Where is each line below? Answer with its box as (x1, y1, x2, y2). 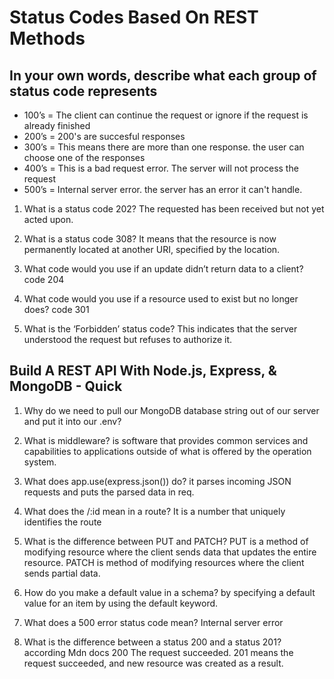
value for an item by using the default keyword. (23, 597, 219, 609)
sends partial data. (23, 567, 101, 579)
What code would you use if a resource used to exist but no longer (23, 293, 299, 305)
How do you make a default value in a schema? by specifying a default (23, 586, 316, 598)
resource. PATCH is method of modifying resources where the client (23, 556, 305, 568)
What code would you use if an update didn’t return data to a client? (23, 263, 304, 275)
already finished (23, 120, 91, 131)
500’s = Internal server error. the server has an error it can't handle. (23, 184, 303, 195)
